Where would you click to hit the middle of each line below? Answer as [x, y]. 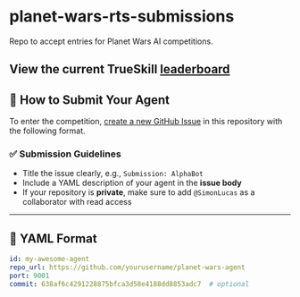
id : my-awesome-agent [50, 259]
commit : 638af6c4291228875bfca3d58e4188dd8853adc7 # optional [129, 284]
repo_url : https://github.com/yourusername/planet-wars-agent [127, 267]
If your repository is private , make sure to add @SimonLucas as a [138, 192]
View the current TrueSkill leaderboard [120, 69]
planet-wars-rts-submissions [122, 17]
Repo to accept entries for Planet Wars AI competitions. [111, 41]
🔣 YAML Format [53, 238]
